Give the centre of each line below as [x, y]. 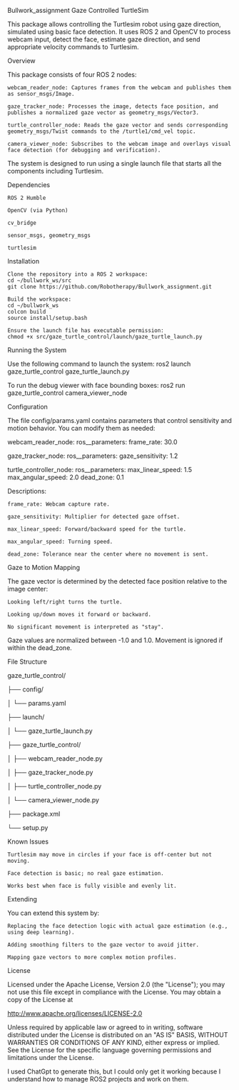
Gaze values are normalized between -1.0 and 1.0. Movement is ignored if [115, 640]
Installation [24, 261]
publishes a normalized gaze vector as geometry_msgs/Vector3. [103, 113]
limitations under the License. [51, 1057]
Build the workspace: [40, 299]
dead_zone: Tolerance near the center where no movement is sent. [108, 554]
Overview [21, 61]
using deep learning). [41, 932]
